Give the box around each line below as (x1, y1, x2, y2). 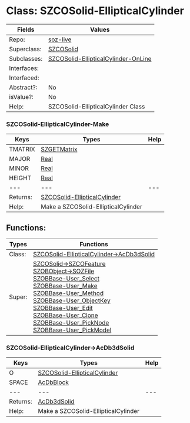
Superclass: (9, 45, 42, 53)
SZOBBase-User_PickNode (33, 319, 109, 327)
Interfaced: (9, 74, 39, 82)
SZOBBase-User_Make (33, 282, 98, 290)
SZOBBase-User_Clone (33, 311, 98, 319)
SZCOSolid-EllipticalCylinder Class (48, 102, 145, 110)
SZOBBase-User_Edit (33, 304, 93, 312)
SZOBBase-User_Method (33, 289, 104, 298)
